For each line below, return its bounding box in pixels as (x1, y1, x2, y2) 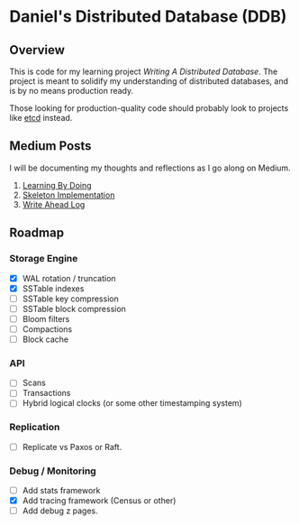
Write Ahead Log (22, 198, 86, 209)
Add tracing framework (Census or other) (22, 495, 177, 506)
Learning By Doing (22, 180, 92, 190)
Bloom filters (22, 313, 70, 324)
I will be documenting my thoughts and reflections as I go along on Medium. (9, 162, 291, 173)
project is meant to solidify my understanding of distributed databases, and (9, 76, 288, 87)
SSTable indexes (22, 282, 85, 294)
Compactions (22, 323, 73, 335)
